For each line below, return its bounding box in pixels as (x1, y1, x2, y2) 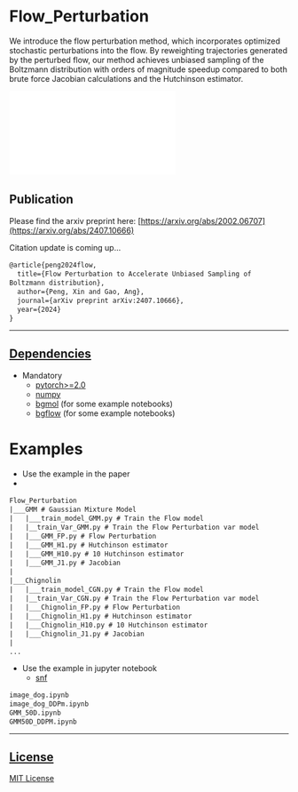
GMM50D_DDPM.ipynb (9, 717, 77, 726)
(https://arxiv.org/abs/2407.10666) (9, 225, 135, 236)
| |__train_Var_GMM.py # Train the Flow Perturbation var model (9, 523, 260, 532)
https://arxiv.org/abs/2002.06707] (140, 215, 266, 226)
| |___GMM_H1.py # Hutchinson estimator (9, 540, 169, 549)
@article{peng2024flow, (9, 260, 98, 269)
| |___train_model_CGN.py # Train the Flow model (9, 585, 204, 594)
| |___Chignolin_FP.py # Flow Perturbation (9, 603, 180, 612)
